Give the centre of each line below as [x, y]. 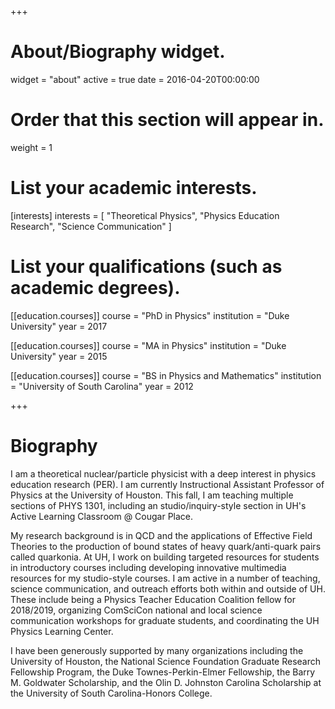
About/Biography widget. [118, 52]
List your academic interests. [134, 188]
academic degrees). [95, 288]
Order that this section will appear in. [167, 120]
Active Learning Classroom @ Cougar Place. [102, 516]
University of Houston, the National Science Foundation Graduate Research [166, 661]
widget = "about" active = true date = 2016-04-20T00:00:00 [135, 79]
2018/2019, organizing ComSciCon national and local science [136, 610]
